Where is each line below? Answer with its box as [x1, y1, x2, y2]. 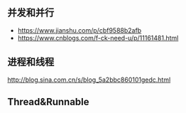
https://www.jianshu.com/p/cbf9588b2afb [17, 26, 142, 34]
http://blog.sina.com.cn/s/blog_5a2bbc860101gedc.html [7, 75, 171, 84]
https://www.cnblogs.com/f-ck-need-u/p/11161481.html [17, 33, 179, 42]
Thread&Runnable [7, 96, 90, 108]
